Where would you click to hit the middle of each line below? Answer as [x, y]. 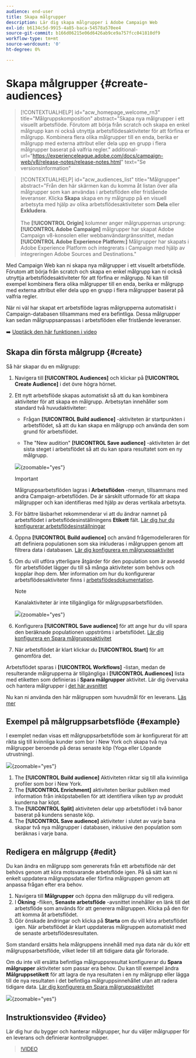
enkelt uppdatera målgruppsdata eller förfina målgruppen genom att [88, 879]
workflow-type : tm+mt [32, 39]
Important [26, 478]
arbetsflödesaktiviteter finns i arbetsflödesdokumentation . [84, 580]
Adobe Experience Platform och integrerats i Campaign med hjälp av [103, 248]
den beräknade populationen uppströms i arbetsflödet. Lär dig [89, 632]
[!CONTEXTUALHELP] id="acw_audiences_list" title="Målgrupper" [100, 179]
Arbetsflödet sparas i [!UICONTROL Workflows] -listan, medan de [86, 667]
